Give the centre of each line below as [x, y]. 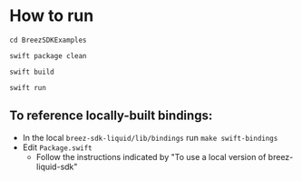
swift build [32, 72]
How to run [52, 16]
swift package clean [49, 55]
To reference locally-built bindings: [111, 116]
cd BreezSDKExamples [49, 40]
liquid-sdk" [57, 166]
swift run [28, 87]
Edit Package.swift [57, 147]
